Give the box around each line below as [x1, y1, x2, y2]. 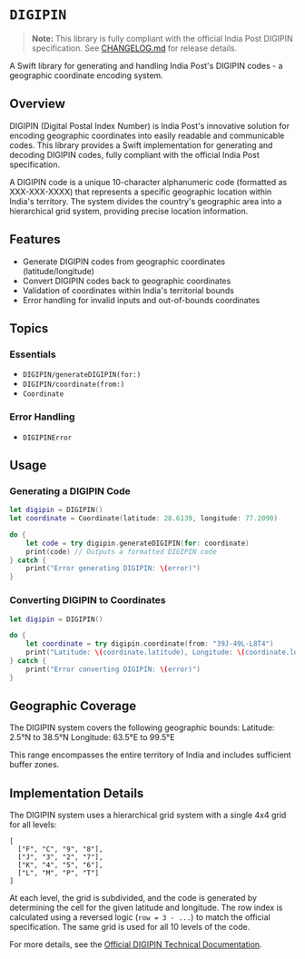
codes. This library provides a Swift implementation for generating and [9, 139, 273, 151]
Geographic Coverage [9, 698, 137, 714]
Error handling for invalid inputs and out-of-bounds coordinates [22, 294, 261, 305]
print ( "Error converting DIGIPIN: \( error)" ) [25, 665, 202, 674]
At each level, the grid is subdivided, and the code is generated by [9, 893, 257, 904]
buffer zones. [9, 759, 60, 770]
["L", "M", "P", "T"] [17, 869, 100, 878]
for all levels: [9, 819, 57, 830]
